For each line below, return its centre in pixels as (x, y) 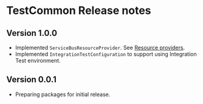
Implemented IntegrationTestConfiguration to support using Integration (106, 54)
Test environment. (38, 61)
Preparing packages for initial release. (63, 94)
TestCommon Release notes (79, 11)
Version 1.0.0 (32, 33)
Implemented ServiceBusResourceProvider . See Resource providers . (100, 47)
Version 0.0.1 (31, 80)
